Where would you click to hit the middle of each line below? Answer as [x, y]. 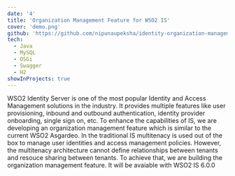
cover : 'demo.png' [34, 27]
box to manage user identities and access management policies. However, [114, 143]
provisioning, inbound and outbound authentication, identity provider [106, 113]
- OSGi [23, 59]
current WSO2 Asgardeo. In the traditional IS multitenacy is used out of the [115, 135]
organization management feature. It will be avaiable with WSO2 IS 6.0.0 [111, 166]
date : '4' [22, 14]
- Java [23, 46]
